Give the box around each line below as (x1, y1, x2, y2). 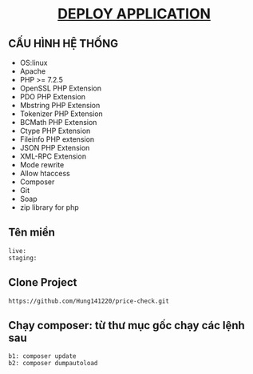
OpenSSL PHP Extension (19, 83, 102, 93)
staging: (8, 254, 38, 262)
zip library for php (19, 203, 80, 212)
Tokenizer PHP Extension (19, 109, 104, 119)
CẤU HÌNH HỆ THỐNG (8, 37, 118, 50)
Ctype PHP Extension (19, 126, 91, 135)
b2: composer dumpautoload (8, 360, 98, 368)
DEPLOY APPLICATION (57, 5, 211, 23)
